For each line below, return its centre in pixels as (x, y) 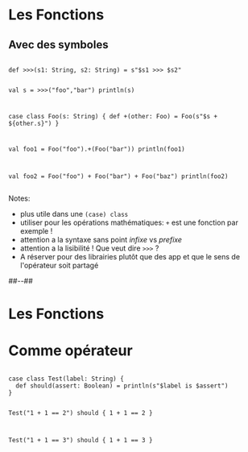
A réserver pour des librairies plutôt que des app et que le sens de (130, 257)
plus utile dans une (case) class (74, 214)
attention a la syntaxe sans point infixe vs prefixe (101, 240)
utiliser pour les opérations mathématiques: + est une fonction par (129, 222)
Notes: (19, 198)
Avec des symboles (58, 45)
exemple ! (36, 231)
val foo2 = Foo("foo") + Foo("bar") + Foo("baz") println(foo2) (118, 176)
